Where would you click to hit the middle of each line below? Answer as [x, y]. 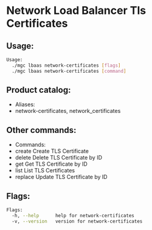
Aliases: [25, 104]
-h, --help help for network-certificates [73, 215]
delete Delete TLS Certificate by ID [58, 158]
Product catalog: [39, 90]
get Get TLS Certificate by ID [51, 164]
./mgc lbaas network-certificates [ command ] [69, 71]
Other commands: [41, 130]
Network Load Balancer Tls [76, 11]
